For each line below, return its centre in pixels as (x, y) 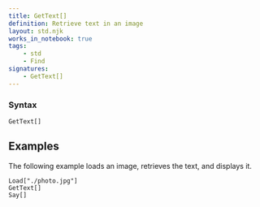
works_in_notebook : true (50, 39)
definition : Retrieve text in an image (76, 24)
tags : (17, 46)
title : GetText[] (38, 16)
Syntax (23, 105)
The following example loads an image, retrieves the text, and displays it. (130, 166)
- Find (34, 62)
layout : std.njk (36, 31)
